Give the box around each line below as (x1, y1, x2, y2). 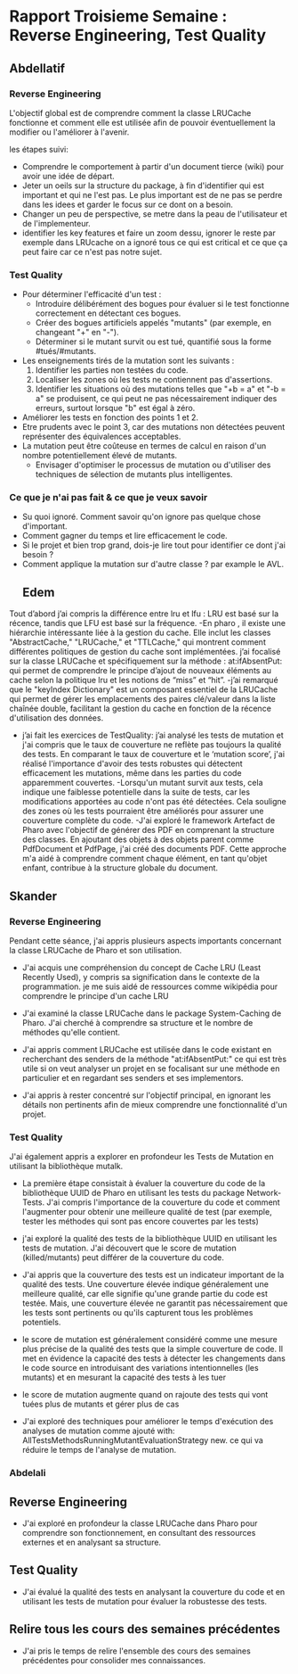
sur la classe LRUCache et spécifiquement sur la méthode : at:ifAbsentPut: (9, 656, 283, 666)
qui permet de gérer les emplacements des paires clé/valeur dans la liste (9, 694, 276, 705)
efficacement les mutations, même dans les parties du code (21, 768, 242, 779)
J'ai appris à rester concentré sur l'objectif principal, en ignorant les (21, 1090, 271, 1101)
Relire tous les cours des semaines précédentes (9, 1621, 280, 1637)
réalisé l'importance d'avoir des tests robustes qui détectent (21, 758, 243, 769)
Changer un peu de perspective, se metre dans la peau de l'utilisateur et (21, 208, 287, 219)
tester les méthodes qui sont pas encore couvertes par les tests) (21, 1216, 260, 1227)
